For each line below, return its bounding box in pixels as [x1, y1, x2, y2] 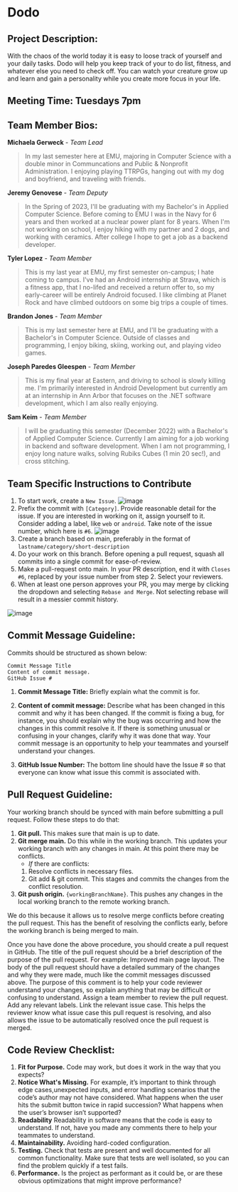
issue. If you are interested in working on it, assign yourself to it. [17, 511, 205, 521]
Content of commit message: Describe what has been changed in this [17, 701, 225, 710]
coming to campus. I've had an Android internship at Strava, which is [24, 275, 227, 284]
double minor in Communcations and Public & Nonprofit [24, 160, 188, 168]
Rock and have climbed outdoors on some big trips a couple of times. [24, 298, 229, 307]
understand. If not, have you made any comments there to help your [17, 1124, 217, 1132]
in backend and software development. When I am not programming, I [24, 442, 230, 450]
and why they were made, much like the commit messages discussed [7, 970, 211, 979]
